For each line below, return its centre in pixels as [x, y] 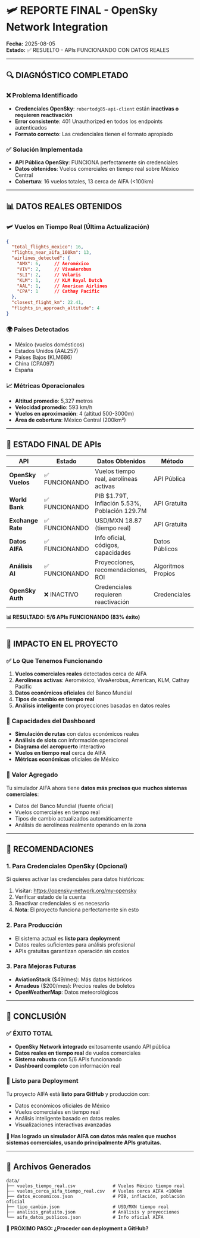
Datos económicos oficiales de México [62, 1105]
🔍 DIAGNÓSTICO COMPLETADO [67, 76]
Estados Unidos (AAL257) [46, 351]
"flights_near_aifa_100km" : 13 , [52, 253]
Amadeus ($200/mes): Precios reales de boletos [75, 985]
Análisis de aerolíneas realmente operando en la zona [81, 825]
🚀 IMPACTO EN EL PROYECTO [62, 643]
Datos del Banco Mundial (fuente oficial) [64, 806]
